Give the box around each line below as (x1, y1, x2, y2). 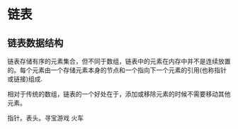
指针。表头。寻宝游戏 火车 (7, 114, 84, 122)
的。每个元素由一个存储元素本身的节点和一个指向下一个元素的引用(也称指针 (7, 66, 227, 74)
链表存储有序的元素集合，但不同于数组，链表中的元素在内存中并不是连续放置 (7, 57, 231, 65)
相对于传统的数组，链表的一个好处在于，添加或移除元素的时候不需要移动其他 (7, 90, 231, 98)
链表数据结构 (7, 37, 64, 49)
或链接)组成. (7, 75, 43, 83)
